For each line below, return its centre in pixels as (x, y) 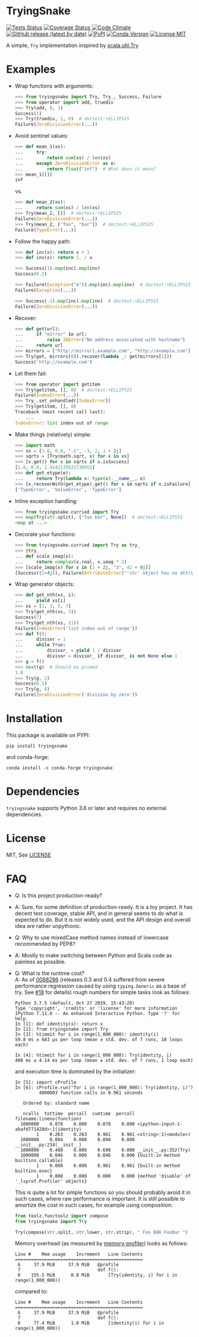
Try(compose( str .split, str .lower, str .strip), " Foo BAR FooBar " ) (101, 1232)
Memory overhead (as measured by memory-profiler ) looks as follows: (101, 1244)
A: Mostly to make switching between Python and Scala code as (93, 955)
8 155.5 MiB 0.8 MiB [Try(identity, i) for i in (97, 1275)
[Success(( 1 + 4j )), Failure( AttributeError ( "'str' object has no (96, 573)
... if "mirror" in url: (51, 335)
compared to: (31, 1291)
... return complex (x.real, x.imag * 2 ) (71, 562)
